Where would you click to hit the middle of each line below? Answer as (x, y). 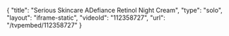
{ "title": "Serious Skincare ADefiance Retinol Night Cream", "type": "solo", (115, 10)
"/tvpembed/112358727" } (44, 25)
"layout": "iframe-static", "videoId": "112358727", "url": (86, 18)
